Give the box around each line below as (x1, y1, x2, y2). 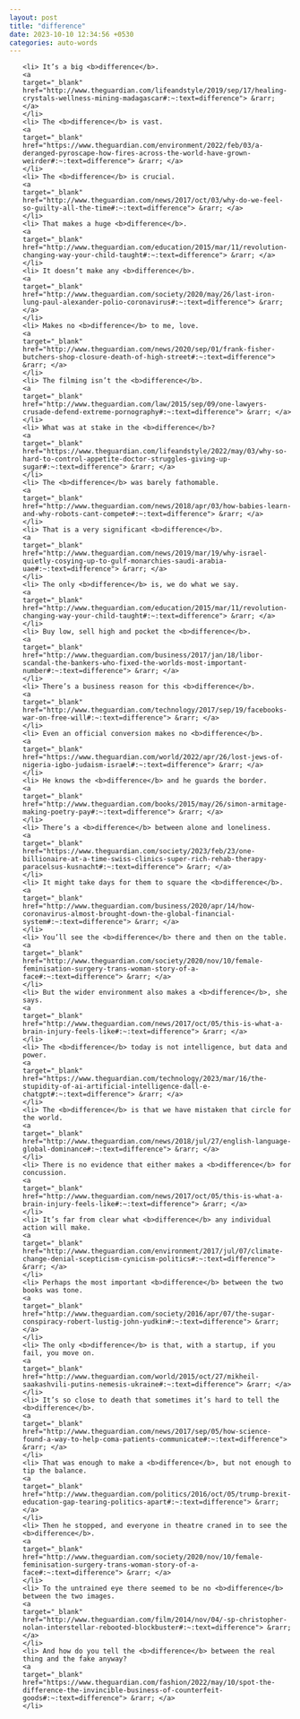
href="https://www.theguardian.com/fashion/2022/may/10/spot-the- (21, 1678, 276, 1688)
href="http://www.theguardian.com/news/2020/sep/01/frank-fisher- (21, 345, 276, 354)
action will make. (21, 1223, 91, 1232)
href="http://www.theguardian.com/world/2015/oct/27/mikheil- (21, 1372, 260, 1381)
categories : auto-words (9, 38, 99, 48)
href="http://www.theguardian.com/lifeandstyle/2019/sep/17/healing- (21, 86, 288, 95)
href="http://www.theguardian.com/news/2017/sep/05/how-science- (21, 1427, 271, 1437)
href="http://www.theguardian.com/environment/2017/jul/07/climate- (21, 1247, 284, 1256)
